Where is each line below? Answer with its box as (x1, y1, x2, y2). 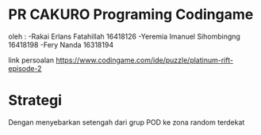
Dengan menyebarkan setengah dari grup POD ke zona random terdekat (8, 117, 245, 127)
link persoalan (8, 55, 54, 65)
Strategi (8, 92, 62, 110)
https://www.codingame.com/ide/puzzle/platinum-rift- (55, 55, 234, 65)
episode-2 (8, 63, 42, 73)
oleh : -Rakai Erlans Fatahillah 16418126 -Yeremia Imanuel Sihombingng (8, 32, 240, 41)
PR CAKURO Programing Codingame (8, 6, 254, 24)
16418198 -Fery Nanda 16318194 (8, 39, 113, 49)
